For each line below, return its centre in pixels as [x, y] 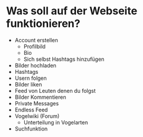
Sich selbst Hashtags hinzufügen [64, 59]
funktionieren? [43, 24]
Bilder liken [28, 84]
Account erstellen [36, 40]
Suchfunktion [31, 129]
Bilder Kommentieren [40, 97]
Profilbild [34, 46]
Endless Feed [31, 110]
